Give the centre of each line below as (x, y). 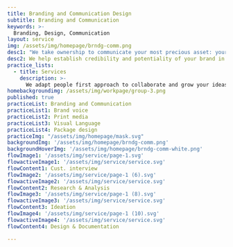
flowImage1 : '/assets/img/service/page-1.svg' (76, 156)
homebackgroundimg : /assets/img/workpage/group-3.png (87, 91)
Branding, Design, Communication (62, 33)
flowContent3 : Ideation (42, 207)
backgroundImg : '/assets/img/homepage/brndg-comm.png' (88, 143)
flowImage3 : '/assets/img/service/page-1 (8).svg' (82, 194)
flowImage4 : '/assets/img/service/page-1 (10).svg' (83, 214)
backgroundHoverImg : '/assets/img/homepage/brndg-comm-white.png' (105, 149)
